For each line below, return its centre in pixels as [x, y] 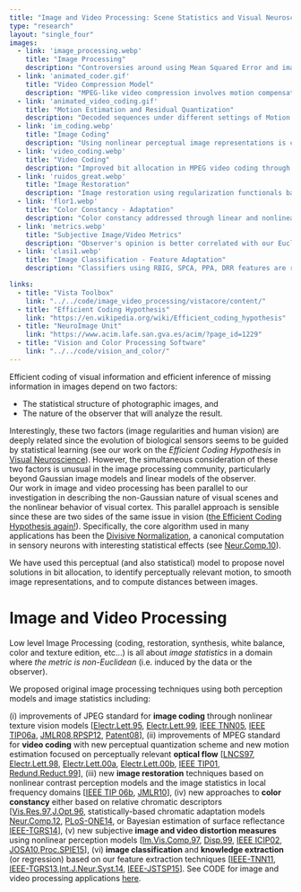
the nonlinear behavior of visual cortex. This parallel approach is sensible [144, 507]
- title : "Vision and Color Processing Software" [112, 343]
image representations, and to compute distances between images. [133, 581]
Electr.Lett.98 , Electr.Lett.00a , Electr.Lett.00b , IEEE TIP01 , [115, 764]
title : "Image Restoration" [77, 185]
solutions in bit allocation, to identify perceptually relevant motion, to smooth [150, 572]
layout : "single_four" [52, 34]
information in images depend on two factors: [93, 386]
